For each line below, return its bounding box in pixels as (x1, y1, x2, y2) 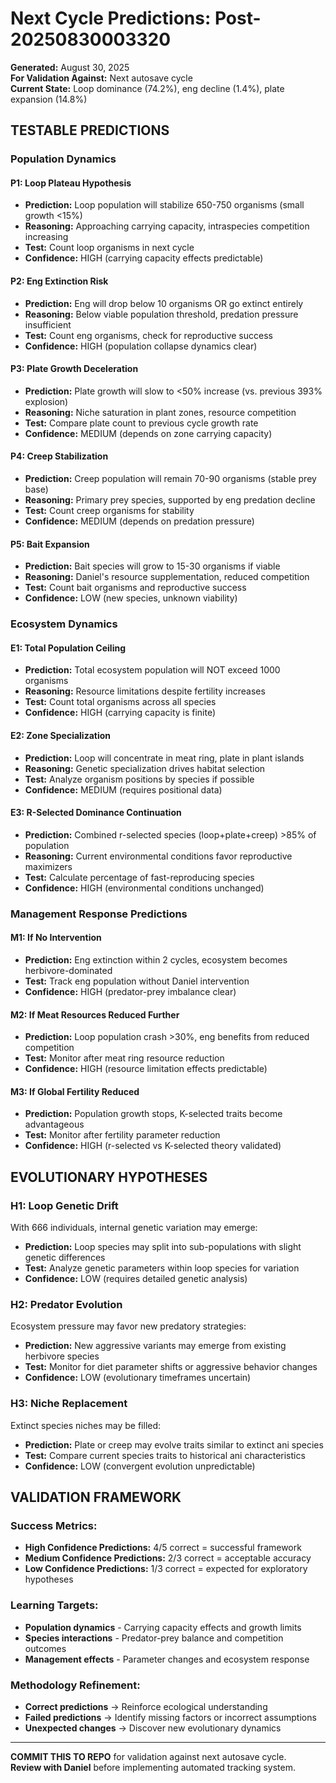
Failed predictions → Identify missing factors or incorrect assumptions (24, 1711, 317, 1723)
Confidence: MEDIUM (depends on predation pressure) (24, 515, 255, 527)
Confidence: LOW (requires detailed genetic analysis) (24, 1273, 248, 1285)
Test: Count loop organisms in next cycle (24, 242, 195, 254)
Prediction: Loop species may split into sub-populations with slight (24, 1241, 302, 1253)
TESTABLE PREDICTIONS (10, 122, 170, 139)
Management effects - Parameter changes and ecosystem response (24, 1653, 310, 1665)
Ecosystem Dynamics (10, 617, 118, 631)
